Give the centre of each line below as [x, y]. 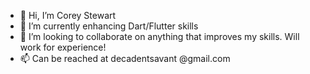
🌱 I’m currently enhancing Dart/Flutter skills [109, 26]
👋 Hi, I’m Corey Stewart [68, 15]
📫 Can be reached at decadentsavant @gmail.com [125, 58]
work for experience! [63, 47]
